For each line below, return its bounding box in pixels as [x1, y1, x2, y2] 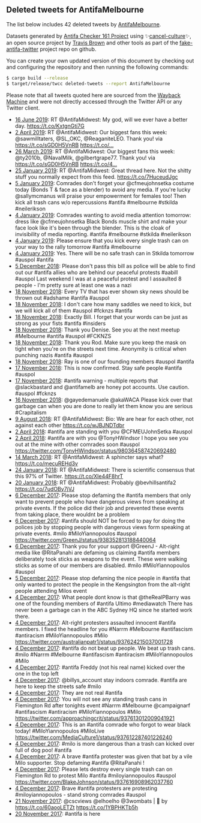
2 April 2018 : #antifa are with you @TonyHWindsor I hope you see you [14, 434, 189, 441]
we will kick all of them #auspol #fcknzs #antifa [14, 307, 133, 314]
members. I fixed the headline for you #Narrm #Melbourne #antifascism [14, 625, 193, 632]
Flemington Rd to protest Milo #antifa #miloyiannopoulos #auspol [14, 771, 176, 779]
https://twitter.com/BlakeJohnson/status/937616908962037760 [14, 778, 173, 785]
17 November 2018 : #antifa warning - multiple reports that [14, 377, 158, 384]
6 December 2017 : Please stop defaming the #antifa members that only [14, 492, 191, 499]
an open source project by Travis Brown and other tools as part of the [6, 39, 179, 46]
